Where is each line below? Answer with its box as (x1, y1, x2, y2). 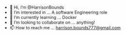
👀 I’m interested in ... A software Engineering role (9, 9, 108, 15)
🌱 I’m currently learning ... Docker (9, 15, 77, 20)
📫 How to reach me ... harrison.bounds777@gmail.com (9, 25, 121, 30)
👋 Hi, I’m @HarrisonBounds (9, 5, 64, 10)
